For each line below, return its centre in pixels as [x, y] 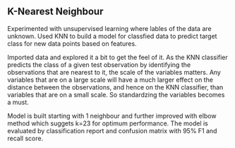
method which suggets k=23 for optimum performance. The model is [108, 123]
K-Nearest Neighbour [55, 12]
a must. [18, 102]
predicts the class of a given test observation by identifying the [99, 64]
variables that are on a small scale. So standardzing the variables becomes [116, 94]
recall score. [25, 138]
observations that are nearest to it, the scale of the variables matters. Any [114, 72]
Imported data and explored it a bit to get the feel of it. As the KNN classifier [117, 57]
